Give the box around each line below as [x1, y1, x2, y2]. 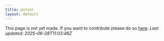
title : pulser [5, 7, 34, 12]
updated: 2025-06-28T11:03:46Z [5, 30, 72, 36]
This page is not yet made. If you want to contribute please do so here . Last [5, 25, 159, 31]
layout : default [5, 12, 38, 17]
